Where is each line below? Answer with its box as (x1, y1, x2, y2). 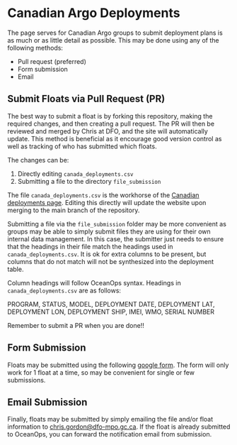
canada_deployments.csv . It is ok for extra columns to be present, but (7, 250, 207, 258)
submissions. (7, 375, 46, 384)
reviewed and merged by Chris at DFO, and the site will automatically (7, 126, 209, 136)
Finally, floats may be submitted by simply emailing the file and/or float (7, 415, 214, 424)
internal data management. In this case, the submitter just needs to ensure (7, 234, 224, 243)
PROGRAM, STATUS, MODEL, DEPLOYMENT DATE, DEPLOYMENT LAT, (7, 300, 215, 308)
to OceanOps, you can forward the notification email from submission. (7, 430, 212, 439)
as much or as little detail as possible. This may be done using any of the (7, 35, 219, 44)
